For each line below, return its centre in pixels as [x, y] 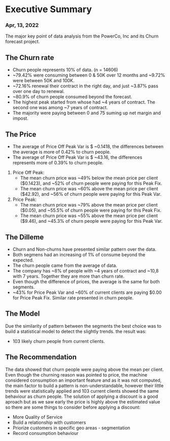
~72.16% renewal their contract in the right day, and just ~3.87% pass [85, 86]
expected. [23, 260]
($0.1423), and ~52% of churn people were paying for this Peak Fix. [91, 183]
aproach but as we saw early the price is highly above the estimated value [83, 401]
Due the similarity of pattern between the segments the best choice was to [83, 326]
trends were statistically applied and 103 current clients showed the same [82, 391]
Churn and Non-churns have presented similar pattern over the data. [84, 249]
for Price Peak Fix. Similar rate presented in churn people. [73, 297]
